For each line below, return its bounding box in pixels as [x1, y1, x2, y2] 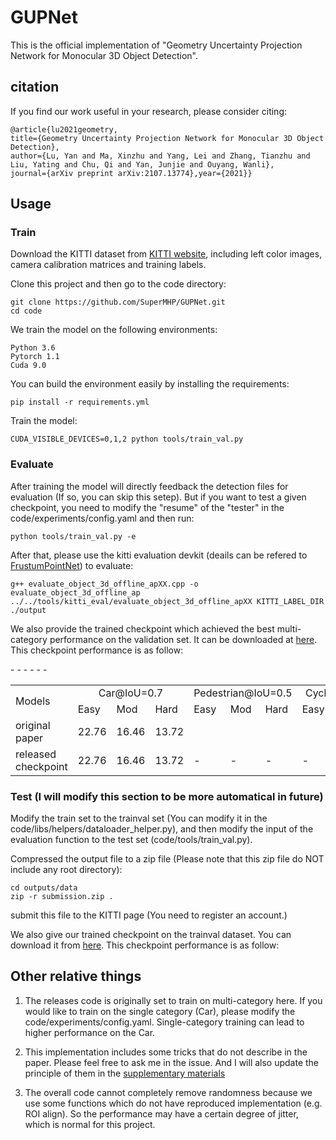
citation [10, 79, 60, 96]
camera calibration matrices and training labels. [10, 259, 207, 271]
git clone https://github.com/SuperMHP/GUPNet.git [10, 297, 226, 308]
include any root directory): [10, 864, 123, 876]
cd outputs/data [10, 883, 78, 893]
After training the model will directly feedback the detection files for [10, 480, 289, 492]
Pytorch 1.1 [10, 352, 60, 362]
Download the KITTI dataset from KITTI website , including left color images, [10, 248, 323, 260]
